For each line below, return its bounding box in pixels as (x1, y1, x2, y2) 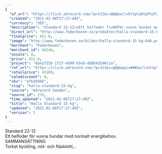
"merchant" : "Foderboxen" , (9, 43, 64, 48)
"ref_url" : (9, 66, 31, 70)
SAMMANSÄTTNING (5, 138, 46, 144)
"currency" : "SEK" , (9, 20, 49, 26)
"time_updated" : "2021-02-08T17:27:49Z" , (9, 97, 94, 102)
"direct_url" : (9, 29, 38, 34)
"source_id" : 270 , (9, 92, 47, 97)
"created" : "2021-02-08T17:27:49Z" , (9, 16, 83, 21)
